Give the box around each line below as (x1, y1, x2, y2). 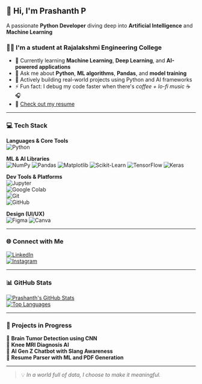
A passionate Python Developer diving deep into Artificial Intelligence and (6, 22, 193, 29)
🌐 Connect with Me (6, 238, 64, 246)
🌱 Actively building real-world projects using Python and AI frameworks (14, 76, 192, 83)
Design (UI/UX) (6, 211, 45, 218)
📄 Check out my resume (14, 100, 75, 108)
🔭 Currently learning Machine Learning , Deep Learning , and (14, 57, 165, 64)
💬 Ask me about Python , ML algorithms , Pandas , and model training (14, 70, 187, 77)
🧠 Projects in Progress (6, 321, 72, 329)
